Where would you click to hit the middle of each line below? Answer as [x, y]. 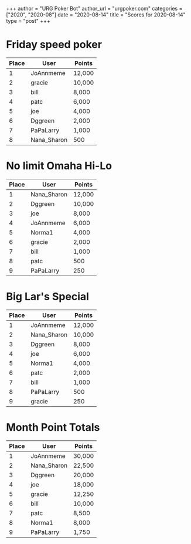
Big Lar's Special [48, 297]
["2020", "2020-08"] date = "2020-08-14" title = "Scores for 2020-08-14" [96, 15]
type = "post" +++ [28, 21]
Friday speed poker [54, 45]
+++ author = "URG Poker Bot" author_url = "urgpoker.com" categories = [94, 8]
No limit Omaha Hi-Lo [59, 166]
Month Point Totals [53, 427]
